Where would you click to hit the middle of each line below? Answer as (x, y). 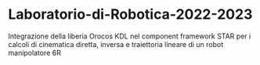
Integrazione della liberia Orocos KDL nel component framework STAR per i (130, 36)
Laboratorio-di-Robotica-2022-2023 (130, 14)
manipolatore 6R (34, 52)
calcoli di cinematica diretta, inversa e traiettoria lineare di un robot (116, 44)
